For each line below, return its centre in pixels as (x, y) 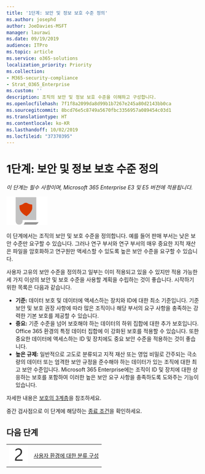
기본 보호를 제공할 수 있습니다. (63, 316)
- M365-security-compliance (42, 78)
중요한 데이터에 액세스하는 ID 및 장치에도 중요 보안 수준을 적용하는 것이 (100, 339)
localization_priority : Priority (49, 65)
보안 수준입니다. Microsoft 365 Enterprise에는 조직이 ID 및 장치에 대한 (106, 369)
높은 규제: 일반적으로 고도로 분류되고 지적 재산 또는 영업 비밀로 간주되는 (100, 354)
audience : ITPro (27, 45)
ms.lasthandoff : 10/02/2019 (42, 130)
